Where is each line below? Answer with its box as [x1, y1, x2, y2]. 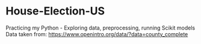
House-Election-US [5, 4, 105, 18]
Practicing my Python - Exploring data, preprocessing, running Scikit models [5, 24, 196, 31]
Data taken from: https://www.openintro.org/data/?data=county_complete [5, 30, 188, 37]
